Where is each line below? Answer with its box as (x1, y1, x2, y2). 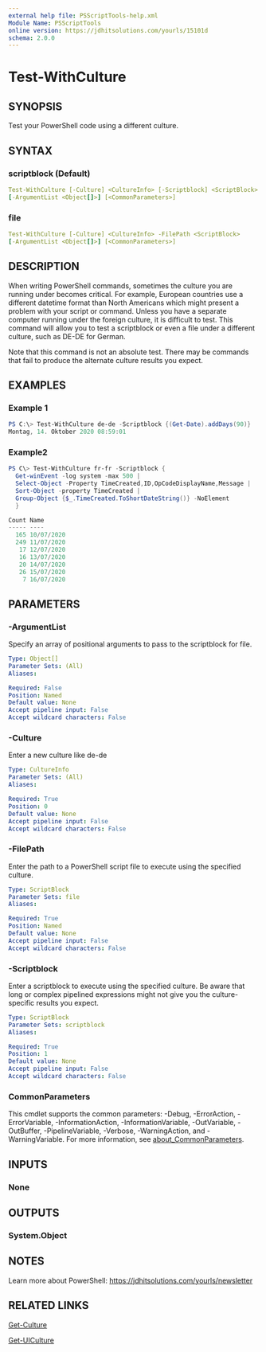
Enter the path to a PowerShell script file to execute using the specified (8, 862, 241, 871)
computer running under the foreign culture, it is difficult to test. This (8, 315, 233, 324)
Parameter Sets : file (8, 893, 80, 901)
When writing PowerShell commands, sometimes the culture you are (8, 280, 233, 291)
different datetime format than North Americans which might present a (8, 298, 240, 307)
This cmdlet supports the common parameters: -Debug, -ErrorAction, (8, 1109, 237, 1119)
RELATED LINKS (8, 1299, 89, 1312)
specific (8, 998, 35, 1007)
